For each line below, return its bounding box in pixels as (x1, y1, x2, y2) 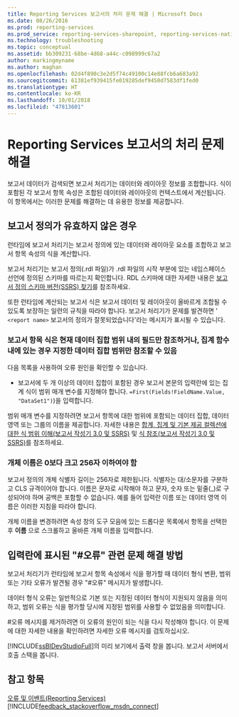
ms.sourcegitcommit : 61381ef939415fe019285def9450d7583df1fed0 (7, 76, 199, 84)
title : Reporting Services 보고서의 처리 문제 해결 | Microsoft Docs (7, 10, 203, 18)
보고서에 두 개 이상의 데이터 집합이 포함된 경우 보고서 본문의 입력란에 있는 (17, 378, 221, 386)
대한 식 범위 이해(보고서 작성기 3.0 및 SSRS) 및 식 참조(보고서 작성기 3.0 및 (7, 429, 216, 438)
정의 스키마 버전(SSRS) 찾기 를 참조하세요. (14, 282, 130, 291)
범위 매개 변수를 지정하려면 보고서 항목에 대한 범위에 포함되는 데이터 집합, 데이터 (7, 411, 230, 420)
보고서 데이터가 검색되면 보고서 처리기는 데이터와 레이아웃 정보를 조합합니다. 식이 (7, 179, 232, 188)
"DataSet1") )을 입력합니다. (17, 396, 94, 404)
